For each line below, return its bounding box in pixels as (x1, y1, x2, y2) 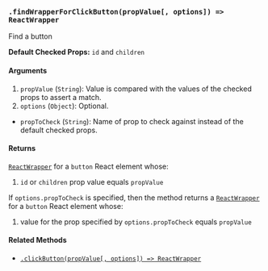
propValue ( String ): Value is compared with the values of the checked (19, 84, 252, 94)
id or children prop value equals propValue (19, 177, 164, 186)
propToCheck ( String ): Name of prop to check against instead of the (19, 116, 244, 126)
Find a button (8, 31, 52, 41)
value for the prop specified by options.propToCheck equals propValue (19, 217, 252, 227)
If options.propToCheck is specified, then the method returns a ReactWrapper (8, 193, 260, 202)
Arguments (8, 65, 48, 75)
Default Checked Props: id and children (8, 48, 145, 57)
